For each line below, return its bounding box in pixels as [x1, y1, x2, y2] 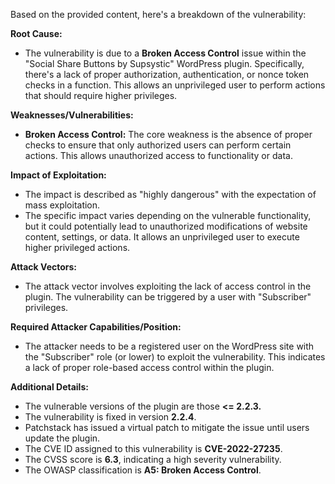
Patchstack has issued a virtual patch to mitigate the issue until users [24, 422, 310, 433]
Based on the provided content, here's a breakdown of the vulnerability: [10, 9, 307, 20]
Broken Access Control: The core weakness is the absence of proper [24, 129, 313, 140]
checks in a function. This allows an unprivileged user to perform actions [24, 79, 326, 91]
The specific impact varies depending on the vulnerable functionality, [24, 210, 312, 221]
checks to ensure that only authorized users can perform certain [24, 139, 292, 151]
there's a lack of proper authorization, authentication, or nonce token [24, 69, 310, 80]
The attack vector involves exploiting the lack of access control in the [24, 280, 312, 292]
